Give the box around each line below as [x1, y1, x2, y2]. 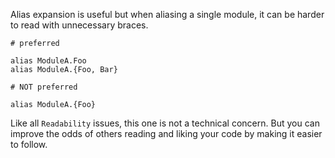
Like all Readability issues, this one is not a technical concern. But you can [10, 117, 320, 129]
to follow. [10, 139, 48, 150]
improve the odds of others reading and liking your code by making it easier [10, 128, 323, 139]
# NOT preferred [10, 82, 78, 92]
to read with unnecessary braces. [10, 19, 149, 31]
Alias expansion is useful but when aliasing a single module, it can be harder [10, 9, 325, 20]
